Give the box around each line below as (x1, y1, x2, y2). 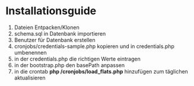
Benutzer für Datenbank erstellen (14, 36, 96, 43)
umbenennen (14, 49, 47, 56)
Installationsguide (5, 4, 97, 18)
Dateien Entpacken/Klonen (14, 24, 79, 31)
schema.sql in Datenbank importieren (14, 30, 106, 37)
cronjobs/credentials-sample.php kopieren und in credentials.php (14, 43, 174, 50)
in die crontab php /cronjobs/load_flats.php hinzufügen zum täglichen (14, 68, 188, 75)
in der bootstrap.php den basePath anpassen (14, 61, 125, 69)
